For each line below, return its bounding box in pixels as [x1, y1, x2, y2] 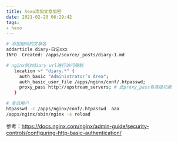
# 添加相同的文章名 [6, 41, 47, 47]
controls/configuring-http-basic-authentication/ [6, 129, 122, 136]
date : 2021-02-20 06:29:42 [6, 14, 72, 20]
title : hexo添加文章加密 [6, 8, 62, 15]
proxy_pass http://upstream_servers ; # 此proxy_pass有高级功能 [19, 84, 172, 90]
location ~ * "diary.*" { [14, 68, 75, 74]
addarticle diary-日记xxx [6, 46, 68, 53]
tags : [6, 19, 19, 25]
